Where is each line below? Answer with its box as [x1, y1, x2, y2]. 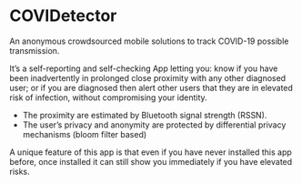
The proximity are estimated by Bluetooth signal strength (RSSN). [22, 109, 267, 120]
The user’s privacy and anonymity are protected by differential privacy [22, 119, 287, 130]
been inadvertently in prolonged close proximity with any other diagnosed [9, 72, 287, 83]
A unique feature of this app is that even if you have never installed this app [9, 147, 293, 158]
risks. [9, 166, 30, 177]
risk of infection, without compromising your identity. [9, 92, 207, 103]
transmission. [9, 45, 60, 56]
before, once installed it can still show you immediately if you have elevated [9, 156, 293, 167]
